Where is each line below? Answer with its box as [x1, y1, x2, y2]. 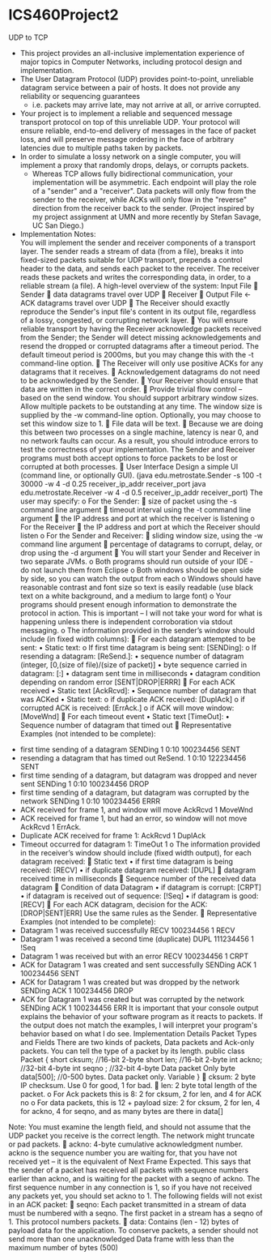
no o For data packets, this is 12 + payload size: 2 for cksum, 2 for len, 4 [19, 1097, 260, 1108]
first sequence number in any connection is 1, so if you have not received [8, 1182, 252, 1192]
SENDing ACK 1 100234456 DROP [19, 985, 133, 995]
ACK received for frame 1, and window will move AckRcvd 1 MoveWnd [19, 804, 253, 814]
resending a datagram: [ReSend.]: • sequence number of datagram [19, 651, 244, 661]
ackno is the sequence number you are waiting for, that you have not [8, 1147, 238, 1157]
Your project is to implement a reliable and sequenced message [19, 108, 233, 118]
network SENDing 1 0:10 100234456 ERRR [19, 796, 160, 806]
